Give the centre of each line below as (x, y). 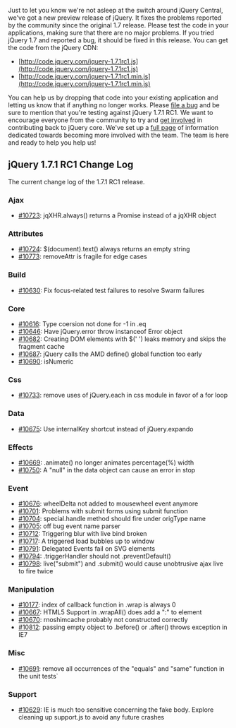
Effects (21, 447)
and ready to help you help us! (52, 143)
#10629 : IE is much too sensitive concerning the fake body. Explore (116, 710)
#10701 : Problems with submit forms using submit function (103, 511)
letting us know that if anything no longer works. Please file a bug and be (114, 105)
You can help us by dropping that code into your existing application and (113, 97)
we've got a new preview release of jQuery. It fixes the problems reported (115, 18)
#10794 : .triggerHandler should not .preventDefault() (94, 556)
